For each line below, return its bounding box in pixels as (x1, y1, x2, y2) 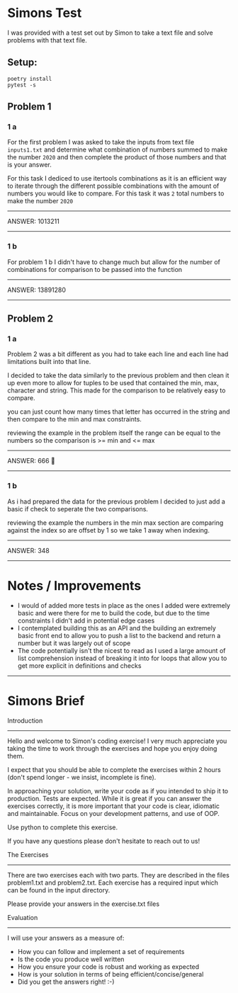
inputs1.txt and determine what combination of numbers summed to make (7, 145, 228, 154)
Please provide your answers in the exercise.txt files (7, 900, 160, 908)
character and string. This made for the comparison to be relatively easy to (7, 386, 226, 395)
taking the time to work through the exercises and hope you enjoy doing (7, 744, 217, 752)
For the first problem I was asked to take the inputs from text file (7, 138, 195, 147)
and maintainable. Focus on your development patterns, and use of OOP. (7, 809, 220, 817)
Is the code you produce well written (17, 955, 125, 963)
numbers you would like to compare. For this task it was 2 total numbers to (7, 189, 225, 198)
